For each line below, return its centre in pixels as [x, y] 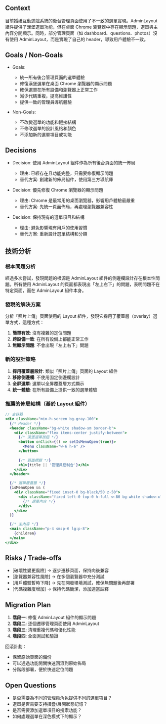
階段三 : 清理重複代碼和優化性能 [44, 630]
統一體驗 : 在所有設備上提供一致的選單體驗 [55, 389]
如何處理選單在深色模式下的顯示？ [47, 717]
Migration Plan [28, 605]
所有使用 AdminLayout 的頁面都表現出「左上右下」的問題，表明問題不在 [87, 285]
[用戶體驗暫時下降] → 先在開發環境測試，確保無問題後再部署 [73, 583]
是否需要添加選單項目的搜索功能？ [47, 710]
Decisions [21, 150]
